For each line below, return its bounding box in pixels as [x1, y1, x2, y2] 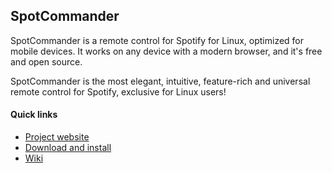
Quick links [10, 109, 58, 121]
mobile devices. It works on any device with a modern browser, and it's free [10, 45, 323, 57]
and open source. [10, 55, 83, 68]
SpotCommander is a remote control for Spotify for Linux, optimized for [10, 34, 305, 46]
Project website [24, 131, 90, 143]
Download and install [24, 142, 112, 154]
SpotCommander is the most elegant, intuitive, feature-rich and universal [10, 75, 311, 87]
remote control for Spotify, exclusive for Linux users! [10, 85, 227, 98]
